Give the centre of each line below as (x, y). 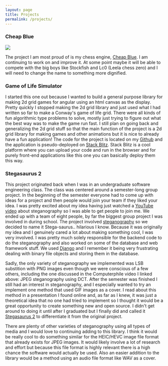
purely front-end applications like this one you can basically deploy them (80, 155)
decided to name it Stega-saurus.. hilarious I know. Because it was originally (84, 227)
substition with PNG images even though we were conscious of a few (77, 269)
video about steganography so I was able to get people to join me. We (77, 211)
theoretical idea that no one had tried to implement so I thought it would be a (84, 300)
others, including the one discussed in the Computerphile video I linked (79, 274)
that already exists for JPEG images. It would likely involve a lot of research (83, 342)
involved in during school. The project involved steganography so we (76, 222)
